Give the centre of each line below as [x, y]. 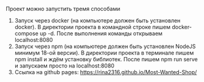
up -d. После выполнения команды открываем [101, 33]
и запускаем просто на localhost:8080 [64, 66]
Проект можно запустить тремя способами [63, 9]
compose [26, 33]
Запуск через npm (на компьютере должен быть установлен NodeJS [105, 46]
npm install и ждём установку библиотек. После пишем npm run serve [106, 59]
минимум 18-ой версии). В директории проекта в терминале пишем [104, 53]
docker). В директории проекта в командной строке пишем [93, 27]
